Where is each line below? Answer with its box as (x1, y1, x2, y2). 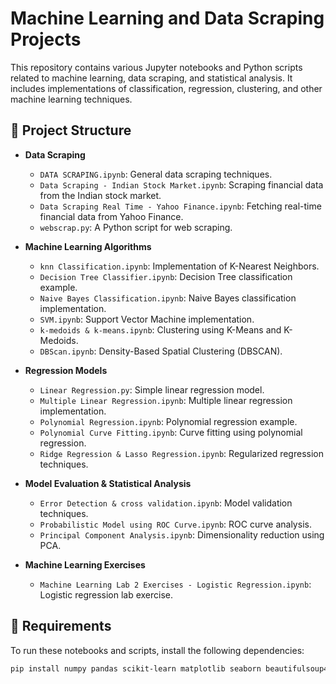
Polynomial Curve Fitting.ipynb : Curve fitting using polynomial (39, 426, 303, 438)
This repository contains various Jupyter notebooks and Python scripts (10, 61, 303, 73)
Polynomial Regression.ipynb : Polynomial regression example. (39, 415, 298, 427)
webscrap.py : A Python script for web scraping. (39, 221, 233, 233)
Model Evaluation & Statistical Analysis (24, 477, 192, 489)
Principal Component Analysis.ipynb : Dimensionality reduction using (39, 528, 325, 541)
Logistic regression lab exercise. (39, 588, 174, 601)
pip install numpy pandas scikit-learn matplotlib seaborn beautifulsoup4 (10, 663, 329, 674)
